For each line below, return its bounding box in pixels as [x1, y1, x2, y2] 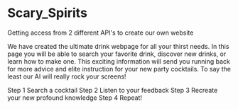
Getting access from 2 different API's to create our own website [7, 28, 194, 37]
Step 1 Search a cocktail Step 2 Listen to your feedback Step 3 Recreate [7, 86, 218, 94]
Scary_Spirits [7, 5, 87, 21]
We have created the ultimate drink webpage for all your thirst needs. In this [7, 42, 229, 50]
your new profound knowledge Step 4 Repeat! [7, 93, 143, 102]
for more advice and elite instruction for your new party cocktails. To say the [7, 64, 231, 73]
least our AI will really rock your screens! [7, 72, 126, 81]
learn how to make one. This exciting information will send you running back [7, 57, 231, 65]
